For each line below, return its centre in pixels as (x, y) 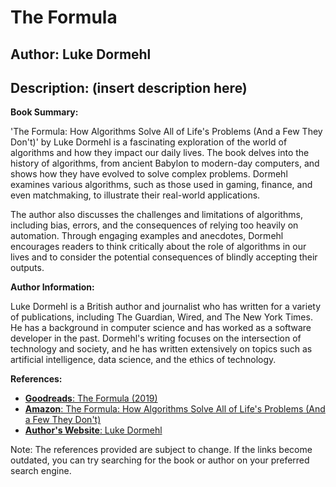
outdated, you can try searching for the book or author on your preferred (160, 460)
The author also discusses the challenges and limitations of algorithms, (156, 215)
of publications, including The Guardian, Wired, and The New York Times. (161, 317)
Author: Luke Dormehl (81, 54)
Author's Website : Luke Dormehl (93, 430)
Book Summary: (44, 112)
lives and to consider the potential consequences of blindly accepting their (164, 257)
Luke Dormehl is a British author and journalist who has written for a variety (166, 307)
